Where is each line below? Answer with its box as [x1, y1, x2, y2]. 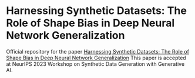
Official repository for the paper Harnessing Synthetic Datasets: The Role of [6, 48, 190, 55]
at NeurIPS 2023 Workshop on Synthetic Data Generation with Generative [6, 60, 185, 68]
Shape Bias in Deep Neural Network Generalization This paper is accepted [6, 54, 186, 61]
